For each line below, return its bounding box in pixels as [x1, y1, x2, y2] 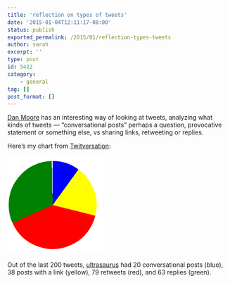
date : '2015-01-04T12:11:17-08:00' [7, 18, 112, 26]
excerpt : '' [7, 49, 42, 56]
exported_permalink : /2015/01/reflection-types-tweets [7, 34, 172, 41]
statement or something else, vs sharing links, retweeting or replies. [7, 128, 204, 137]
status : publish [7, 26, 55, 33]
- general [20, 78, 49, 85]
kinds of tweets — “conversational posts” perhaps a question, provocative [7, 120, 222, 130]
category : [7, 70, 37, 77]
